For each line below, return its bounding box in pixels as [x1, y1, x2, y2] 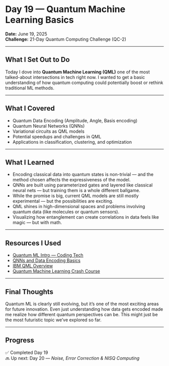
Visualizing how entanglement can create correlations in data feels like [12, 214, 159, 220]
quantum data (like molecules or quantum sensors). [12, 209, 120, 215]
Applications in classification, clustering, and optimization [12, 139, 132, 145]
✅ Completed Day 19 [5, 349, 48, 355]
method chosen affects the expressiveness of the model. [12, 177, 131, 183]
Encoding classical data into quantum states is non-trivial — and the [12, 171, 154, 177]
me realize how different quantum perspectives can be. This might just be [5, 312, 158, 317]
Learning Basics [5, 14, 74, 26]
